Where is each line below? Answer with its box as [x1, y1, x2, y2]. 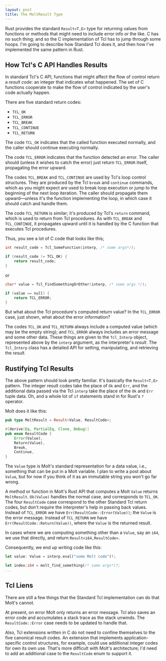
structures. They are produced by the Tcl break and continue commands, [5, 180, 154, 186]
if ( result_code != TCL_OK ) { [5, 254, 68, 259]
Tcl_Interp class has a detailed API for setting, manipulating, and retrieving [5, 345, 158, 351]
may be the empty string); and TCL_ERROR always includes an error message [5, 329, 159, 335]
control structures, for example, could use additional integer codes [22, 640, 158, 646]
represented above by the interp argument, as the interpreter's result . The [5, 339, 157, 345]
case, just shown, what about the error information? [5, 314, 110, 320]
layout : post [5, 7, 32, 12]
